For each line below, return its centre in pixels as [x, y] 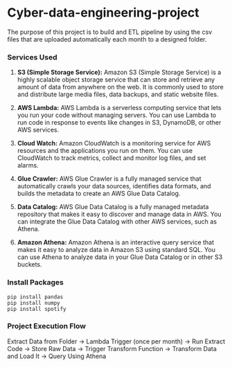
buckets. [30, 265]
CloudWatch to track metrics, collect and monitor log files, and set [111, 158]
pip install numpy [34, 303]
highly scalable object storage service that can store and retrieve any [116, 80]
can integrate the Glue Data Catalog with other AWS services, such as [117, 222]
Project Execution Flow [47, 326]
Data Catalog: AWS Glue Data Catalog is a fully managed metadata [113, 207]
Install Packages [35, 283]
